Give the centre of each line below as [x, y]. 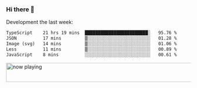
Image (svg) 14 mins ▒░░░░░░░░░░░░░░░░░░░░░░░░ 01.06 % [91, 44]
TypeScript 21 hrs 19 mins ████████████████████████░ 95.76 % [91, 33]
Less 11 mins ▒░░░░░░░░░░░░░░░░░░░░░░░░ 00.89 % [91, 49]
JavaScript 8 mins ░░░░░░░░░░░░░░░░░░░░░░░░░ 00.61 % [91, 55]
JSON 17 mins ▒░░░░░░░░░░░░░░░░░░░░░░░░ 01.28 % [91, 38]
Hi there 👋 [21, 9]
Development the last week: [40, 22]
